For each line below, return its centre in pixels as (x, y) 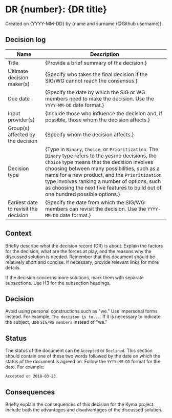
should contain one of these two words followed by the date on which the (83, 356)
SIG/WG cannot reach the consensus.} (91, 80)
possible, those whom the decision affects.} (98, 120)
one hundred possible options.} (83, 194)
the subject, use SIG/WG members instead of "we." (56, 322)
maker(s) (19, 84)
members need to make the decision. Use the (100, 98)
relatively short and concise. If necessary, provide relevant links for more (82, 262)
